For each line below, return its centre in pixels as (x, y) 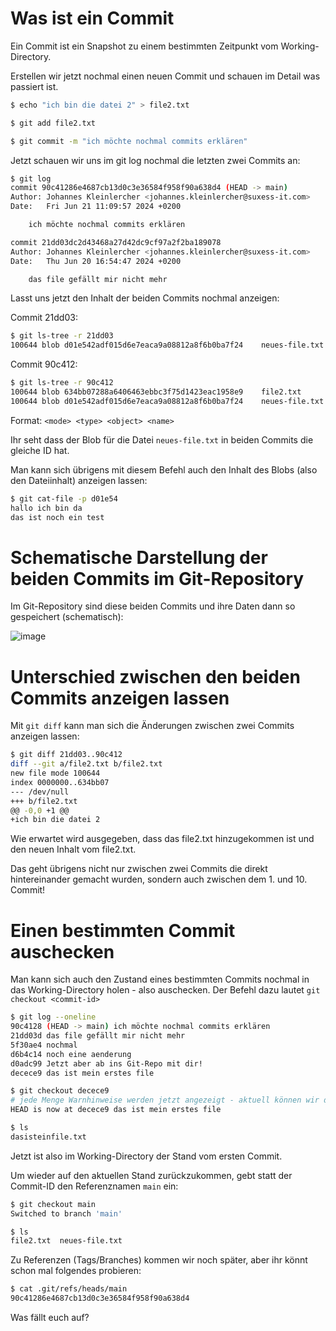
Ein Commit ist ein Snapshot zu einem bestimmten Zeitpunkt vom (144, 46)
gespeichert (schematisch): (67, 617)
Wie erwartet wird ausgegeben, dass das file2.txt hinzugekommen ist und (162, 839)
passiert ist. (34, 86)
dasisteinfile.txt (48, 1137)
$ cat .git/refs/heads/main (69, 1289)
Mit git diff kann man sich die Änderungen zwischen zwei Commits (152, 726)
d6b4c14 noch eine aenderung (71, 1054)
